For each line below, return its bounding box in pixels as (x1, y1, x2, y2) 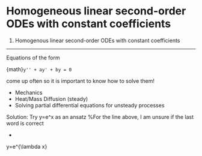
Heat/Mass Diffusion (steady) (14, 95, 88, 103)
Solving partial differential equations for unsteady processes (14, 101, 165, 109)
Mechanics (14, 89, 43, 96)
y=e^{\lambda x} (6, 143, 47, 150)
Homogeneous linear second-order (6, 4, 186, 18)
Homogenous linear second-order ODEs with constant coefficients (14, 37, 180, 44)
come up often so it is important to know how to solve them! (6, 77, 155, 85)
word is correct (6, 119, 44, 127)
